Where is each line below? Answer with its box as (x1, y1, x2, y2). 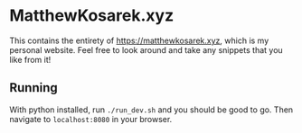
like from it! (9, 54, 52, 65)
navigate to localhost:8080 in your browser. (9, 113, 173, 124)
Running (9, 80, 59, 95)
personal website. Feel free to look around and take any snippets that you (9, 44, 283, 55)
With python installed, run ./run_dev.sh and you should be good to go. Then (9, 104, 294, 115)
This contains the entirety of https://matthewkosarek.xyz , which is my (9, 35, 269, 46)
